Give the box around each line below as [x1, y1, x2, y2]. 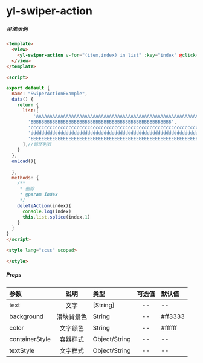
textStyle [9, 346, 35, 355]
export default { [6, 85, 50, 91]
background [9, 312, 44, 321]
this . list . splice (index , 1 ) [22, 214, 91, 220]
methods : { [11, 175, 39, 181]
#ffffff [161, 323, 178, 332]
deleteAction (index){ [17, 202, 71, 209]
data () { [11, 97, 34, 103]
